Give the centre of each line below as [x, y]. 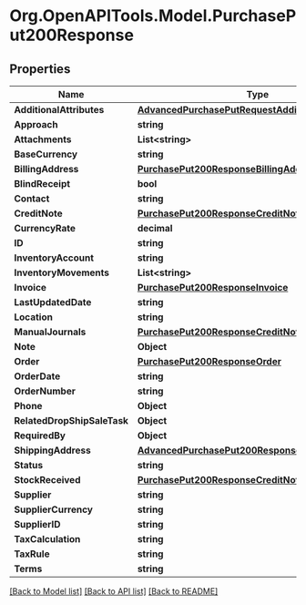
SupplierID [37, 524]
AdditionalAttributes [59, 110]
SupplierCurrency [54, 509]
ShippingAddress [52, 450]
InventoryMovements [61, 272]
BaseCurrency [46, 154]
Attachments [43, 139]
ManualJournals [50, 332]
